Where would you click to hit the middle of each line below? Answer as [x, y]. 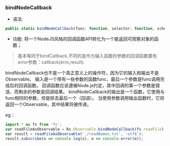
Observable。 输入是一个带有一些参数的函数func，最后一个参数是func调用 [83, 79]
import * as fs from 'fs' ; [34, 125]
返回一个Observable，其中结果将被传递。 [49, 104]
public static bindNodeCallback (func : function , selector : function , [80, 29]
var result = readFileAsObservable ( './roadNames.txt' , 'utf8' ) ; [74, 134]
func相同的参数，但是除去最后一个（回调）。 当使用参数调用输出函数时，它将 [85, 98]
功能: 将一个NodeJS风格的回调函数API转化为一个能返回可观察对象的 [83, 39]
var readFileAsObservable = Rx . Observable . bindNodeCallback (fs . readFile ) [85, 129]
